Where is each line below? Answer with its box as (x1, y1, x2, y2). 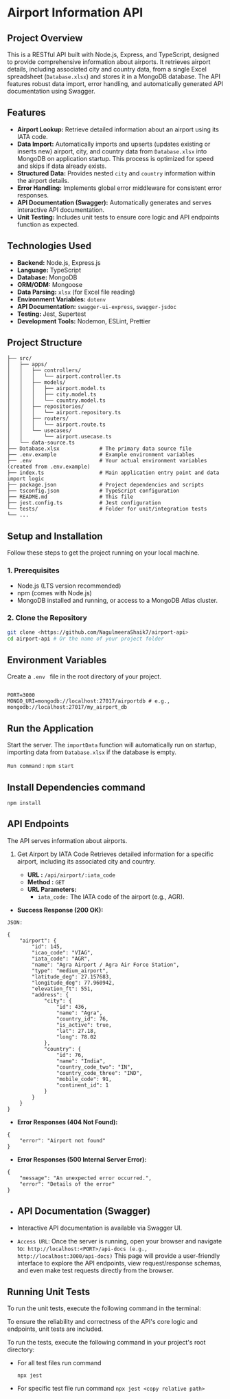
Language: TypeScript (16, 266, 81, 274)
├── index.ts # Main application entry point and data (7, 469, 220, 476)
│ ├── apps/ (7, 361, 48, 368)
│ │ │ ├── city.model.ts (7, 391, 97, 398)
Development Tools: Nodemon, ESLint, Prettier (16, 317, 151, 325)
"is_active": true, (56, 1021, 112, 1028)
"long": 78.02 (56, 1034, 97, 1040)
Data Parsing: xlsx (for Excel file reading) (16, 288, 135, 296)
